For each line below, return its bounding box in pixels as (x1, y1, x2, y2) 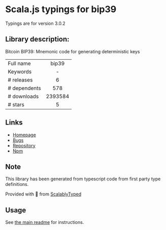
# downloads (8, 93, 39, 100)
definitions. (5, 181, 29, 187)
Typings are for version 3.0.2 (5, 20, 66, 26)
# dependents (8, 85, 42, 92)
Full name (8, 60, 31, 67)
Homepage (12, 132, 37, 138)
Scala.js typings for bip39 (5, 4, 117, 15)
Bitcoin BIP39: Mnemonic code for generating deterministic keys (5, 48, 140, 54)
